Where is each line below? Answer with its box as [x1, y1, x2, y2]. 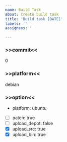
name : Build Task [5, 7, 41, 12]
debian [5, 81, 19, 87]
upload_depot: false [12, 120, 53, 127]
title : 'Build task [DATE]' [5, 16, 64, 21]
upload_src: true [12, 126, 46, 132]
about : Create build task [5, 12, 59, 17]
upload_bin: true [12, 132, 46, 138]
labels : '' [5, 21, 28, 26]
